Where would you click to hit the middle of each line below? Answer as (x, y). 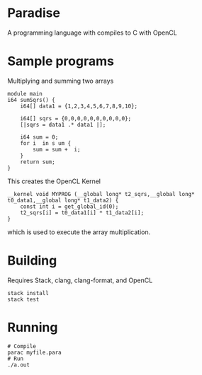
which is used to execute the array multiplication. (79, 232)
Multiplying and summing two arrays (61, 81)
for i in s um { (46, 143)
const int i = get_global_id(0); (69, 207)
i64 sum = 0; (39, 137)
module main (25, 93)
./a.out (19, 365)
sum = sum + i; (57, 149)
